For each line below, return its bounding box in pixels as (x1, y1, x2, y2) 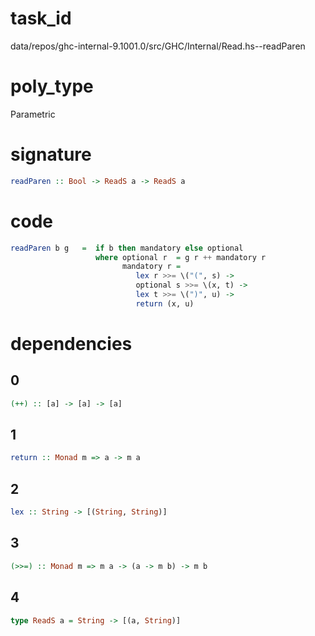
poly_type (10, 75, 94, 98)
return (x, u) (135, 298, 195, 309)
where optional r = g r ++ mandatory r (95, 252, 267, 262)
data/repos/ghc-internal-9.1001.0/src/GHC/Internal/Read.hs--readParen (10, 40, 306, 52)
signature (10, 143, 92, 166)
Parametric (10, 108, 56, 120)
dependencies (10, 332, 133, 355)
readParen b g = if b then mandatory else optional (10, 243, 244, 253)
